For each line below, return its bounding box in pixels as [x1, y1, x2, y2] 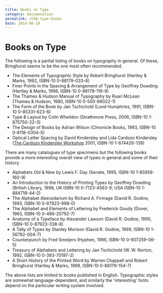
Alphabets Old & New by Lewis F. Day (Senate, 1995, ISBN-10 [12, 169, 135, 175]
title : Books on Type [5, 7, 49, 12]
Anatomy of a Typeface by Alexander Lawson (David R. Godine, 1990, [12, 216, 152, 222]
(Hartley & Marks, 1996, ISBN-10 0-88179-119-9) [12, 88, 109, 94]
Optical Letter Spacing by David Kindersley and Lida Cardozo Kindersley [12, 135, 157, 141]
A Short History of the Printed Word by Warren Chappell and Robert [12, 257, 147, 264]
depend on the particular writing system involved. [5, 283, 105, 289]
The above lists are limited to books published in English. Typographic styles [5, 272, 159, 278]
